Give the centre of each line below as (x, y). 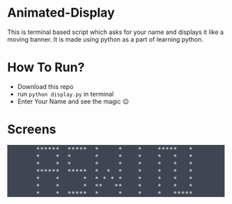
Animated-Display (61, 13)
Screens (32, 129)
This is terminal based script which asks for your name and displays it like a (116, 32)
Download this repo (45, 86)
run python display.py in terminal (65, 94)
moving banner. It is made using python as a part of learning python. (106, 39)
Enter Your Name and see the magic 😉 (73, 101)
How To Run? (46, 68)
